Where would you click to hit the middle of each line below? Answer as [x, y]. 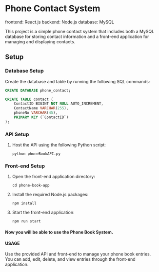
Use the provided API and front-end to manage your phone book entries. [78, 254]
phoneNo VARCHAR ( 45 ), [36, 113]
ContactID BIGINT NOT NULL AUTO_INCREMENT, [59, 104]
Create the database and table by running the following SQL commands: [78, 81]
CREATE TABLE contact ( [29, 99]
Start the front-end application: [43, 213]
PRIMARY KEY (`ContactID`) [41, 117]
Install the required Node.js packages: [50, 195]
